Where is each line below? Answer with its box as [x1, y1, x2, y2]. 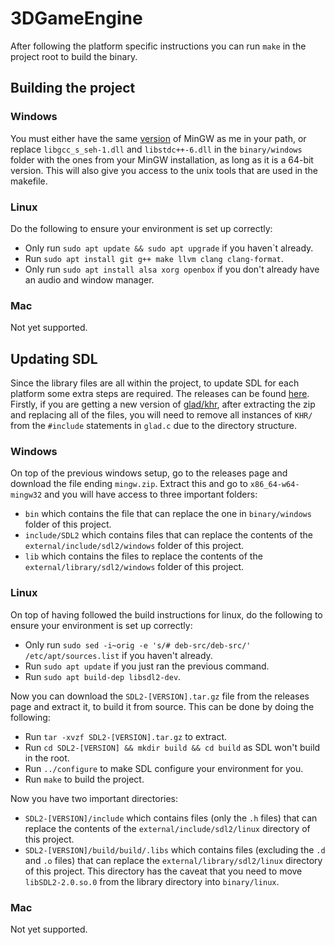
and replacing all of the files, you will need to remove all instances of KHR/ [10, 409, 313, 421]
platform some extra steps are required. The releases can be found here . [10, 388, 310, 400]
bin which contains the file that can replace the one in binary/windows [24, 508, 312, 520]
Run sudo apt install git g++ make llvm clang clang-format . [24, 252, 284, 264]
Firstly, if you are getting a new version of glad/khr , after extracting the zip [10, 398, 316, 411]
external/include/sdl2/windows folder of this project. [24, 540, 245, 552]
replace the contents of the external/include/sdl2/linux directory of [24, 822, 311, 834]
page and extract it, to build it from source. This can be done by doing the [10, 700, 315, 712]
